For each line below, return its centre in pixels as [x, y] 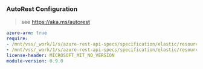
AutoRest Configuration [42, 9]
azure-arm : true [27, 33]
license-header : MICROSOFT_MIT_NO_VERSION [60, 55]
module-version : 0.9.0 [35, 61]
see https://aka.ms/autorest [56, 22]
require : [17, 39]
